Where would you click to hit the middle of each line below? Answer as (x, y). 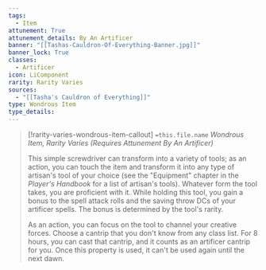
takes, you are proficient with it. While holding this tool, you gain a (135, 192)
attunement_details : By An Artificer (71, 38)
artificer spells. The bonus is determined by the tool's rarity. (125, 209)
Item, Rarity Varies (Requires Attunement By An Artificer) (121, 143)
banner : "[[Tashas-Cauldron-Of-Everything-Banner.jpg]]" (104, 45)
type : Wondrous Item (42, 104)
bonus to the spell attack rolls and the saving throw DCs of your (132, 201)
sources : (23, 90)
